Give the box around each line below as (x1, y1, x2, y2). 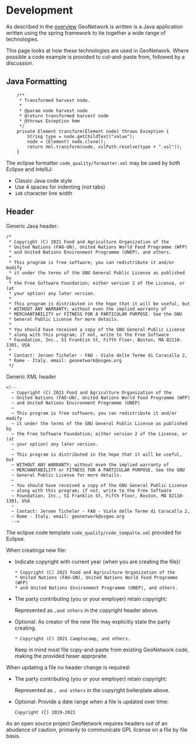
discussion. (6, 60, 34, 67)
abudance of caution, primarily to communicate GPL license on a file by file (6, 726, 188, 733)
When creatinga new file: (6, 547, 67, 554)
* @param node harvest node (19, 107, 88, 114)
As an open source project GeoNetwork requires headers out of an (6, 720, 168, 727)
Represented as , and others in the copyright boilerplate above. (14, 686, 170, 693)
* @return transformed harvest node (19, 113, 109, 118)
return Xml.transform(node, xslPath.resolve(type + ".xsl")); (27, 144, 183, 150)
